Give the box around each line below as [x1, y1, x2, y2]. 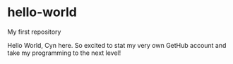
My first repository [7, 27, 61, 36]
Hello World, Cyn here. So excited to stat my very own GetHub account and [7, 41, 227, 49]
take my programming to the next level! [7, 49, 121, 57]
